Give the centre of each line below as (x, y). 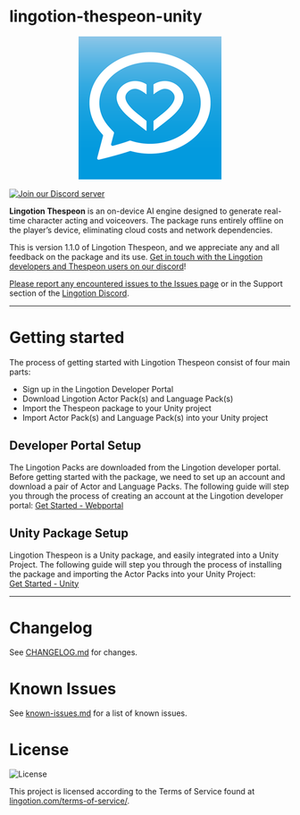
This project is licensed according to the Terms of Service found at (132, 792)
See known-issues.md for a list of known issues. (98, 713)
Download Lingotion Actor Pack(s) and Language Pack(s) (128, 399)
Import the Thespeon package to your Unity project (117, 407)
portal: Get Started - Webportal (67, 505)
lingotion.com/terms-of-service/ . (70, 801)
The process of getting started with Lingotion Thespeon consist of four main (150, 362)
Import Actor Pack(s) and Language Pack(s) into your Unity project (145, 417)
